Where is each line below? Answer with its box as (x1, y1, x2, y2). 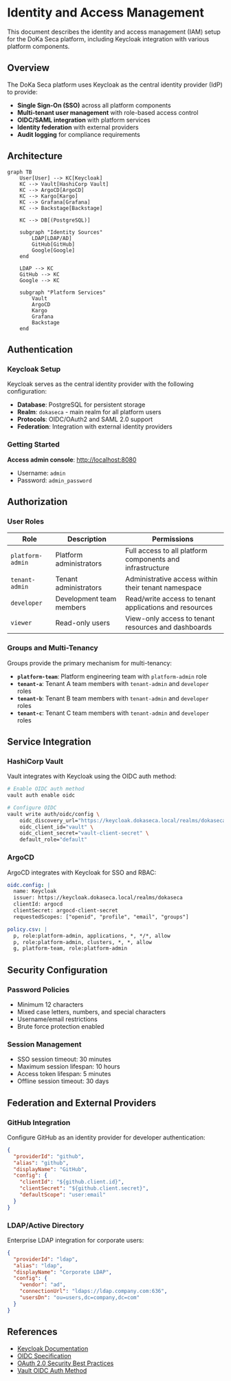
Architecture (7, 150, 63, 162)
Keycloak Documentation (16, 1344, 89, 1353)
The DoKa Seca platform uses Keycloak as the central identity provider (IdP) (7, 81, 223, 89)
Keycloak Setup (7, 364, 61, 374)
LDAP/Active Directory (7, 1220, 85, 1230)
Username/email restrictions (16, 1015, 98, 1023)
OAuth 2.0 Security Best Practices (16, 1359, 114, 1367)
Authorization (7, 495, 68, 507)
